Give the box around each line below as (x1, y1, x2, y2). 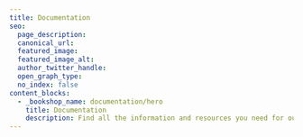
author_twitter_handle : (17, 64, 106, 73)
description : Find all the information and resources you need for (25, 114, 284, 123)
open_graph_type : (17, 72, 83, 81)
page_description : (17, 30, 87, 39)
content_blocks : (9, 88, 70, 97)
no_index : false (17, 80, 78, 89)
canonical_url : (17, 38, 75, 48)
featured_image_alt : (17, 55, 95, 64)
